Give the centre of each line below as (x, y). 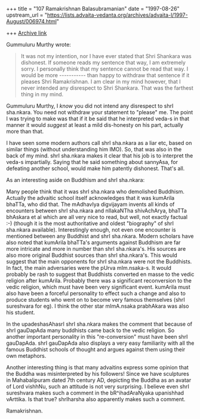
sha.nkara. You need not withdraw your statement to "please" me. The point (100, 112)
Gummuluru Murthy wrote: (39, 45)
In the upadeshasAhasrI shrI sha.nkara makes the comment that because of (99, 324)
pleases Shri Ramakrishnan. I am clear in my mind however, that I (101, 81)
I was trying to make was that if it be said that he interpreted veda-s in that (98, 119)
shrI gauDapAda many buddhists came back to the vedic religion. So (90, 330)
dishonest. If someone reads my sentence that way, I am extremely (103, 63)
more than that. (25, 131)
